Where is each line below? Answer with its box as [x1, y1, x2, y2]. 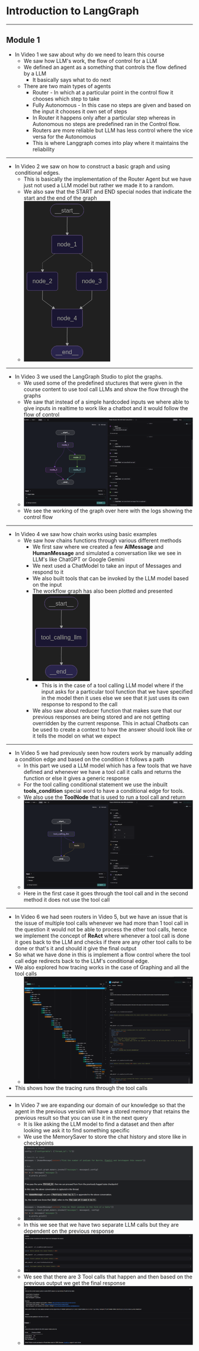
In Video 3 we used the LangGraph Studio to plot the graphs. [14, 373, 163, 380]
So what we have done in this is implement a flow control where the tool [14, 951, 191, 958]
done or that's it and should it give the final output [14, 945, 137, 952]
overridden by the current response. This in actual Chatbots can [32, 720, 189, 727]
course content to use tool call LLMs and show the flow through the [23, 385, 189, 393]
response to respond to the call [41, 701, 118, 708]
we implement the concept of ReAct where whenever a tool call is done [14, 932, 190, 940]
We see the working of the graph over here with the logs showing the [23, 507, 192, 515]
